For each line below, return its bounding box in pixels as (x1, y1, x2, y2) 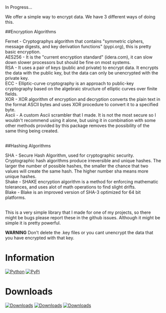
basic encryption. (5, 49, 41, 55)
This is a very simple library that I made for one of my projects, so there (5, 209, 151, 215)
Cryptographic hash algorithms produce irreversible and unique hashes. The (5, 158, 162, 163)
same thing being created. (5, 128, 58, 133)
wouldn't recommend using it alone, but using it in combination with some (5, 118, 156, 123)
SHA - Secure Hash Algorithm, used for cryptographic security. (5, 152, 134, 158)
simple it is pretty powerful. (5, 220, 61, 226)
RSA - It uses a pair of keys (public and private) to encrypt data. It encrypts (5, 64, 159, 70)
